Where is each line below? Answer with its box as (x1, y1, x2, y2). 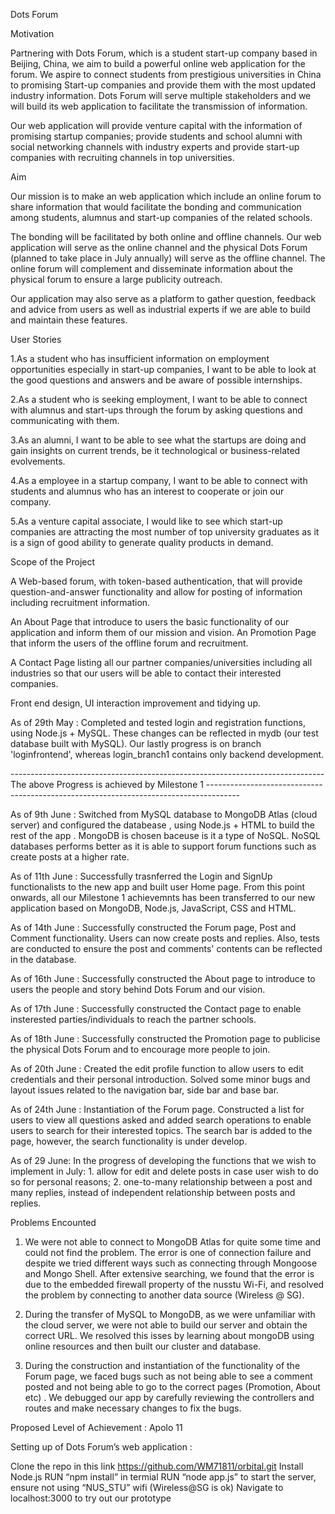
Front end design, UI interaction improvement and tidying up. (10, 697, 261, 709)
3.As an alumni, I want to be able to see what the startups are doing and (10, 434, 307, 446)
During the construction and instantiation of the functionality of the (24, 1360, 301, 1371)
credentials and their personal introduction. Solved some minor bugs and (10, 1074, 311, 1085)
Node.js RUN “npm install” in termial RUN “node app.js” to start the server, (10, 1471, 317, 1483)
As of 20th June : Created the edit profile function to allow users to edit (10, 1063, 304, 1074)
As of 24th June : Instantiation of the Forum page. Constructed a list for (10, 1104, 305, 1115)
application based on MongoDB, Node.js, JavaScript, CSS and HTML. (10, 902, 297, 914)
